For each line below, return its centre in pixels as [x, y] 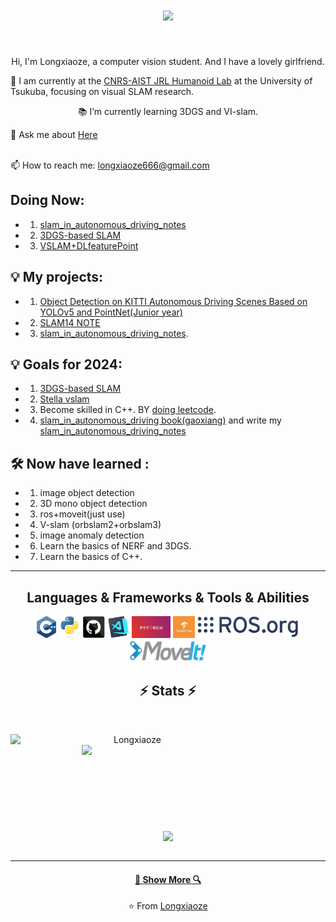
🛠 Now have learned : [80, 463]
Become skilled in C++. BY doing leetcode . [128, 410]
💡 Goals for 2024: [66, 364]
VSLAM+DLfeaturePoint [89, 245]
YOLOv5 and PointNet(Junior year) [111, 312]
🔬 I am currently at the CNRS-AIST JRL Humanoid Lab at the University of [161, 80]
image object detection [87, 493]
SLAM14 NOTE [70, 322]
